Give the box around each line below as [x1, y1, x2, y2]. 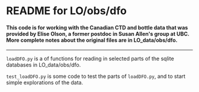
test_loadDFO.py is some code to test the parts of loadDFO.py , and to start [6, 73, 185, 80]
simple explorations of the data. [6, 79, 84, 86]
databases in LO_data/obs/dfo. [6, 61, 81, 68]
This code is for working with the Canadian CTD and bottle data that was [6, 24, 188, 31]
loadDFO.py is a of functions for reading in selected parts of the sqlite [6, 55, 175, 63]
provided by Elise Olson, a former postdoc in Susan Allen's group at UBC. [6, 30, 190, 37]
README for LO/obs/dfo [6, 4, 127, 18]
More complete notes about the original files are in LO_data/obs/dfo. [6, 37, 178, 44]
